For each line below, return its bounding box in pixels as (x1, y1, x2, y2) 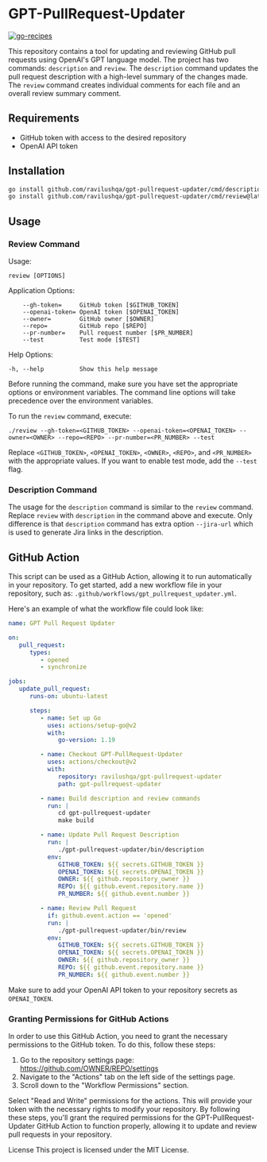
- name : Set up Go (40, 714, 102, 722)
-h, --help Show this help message (8, 365, 158, 373)
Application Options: (8, 286, 75, 295)
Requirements (8, 112, 79, 125)
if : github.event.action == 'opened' (47, 911, 172, 920)
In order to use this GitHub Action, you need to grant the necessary (8, 1032, 228, 1041)
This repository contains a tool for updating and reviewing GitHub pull (8, 46, 236, 56)
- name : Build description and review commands (40, 794, 201, 802)
